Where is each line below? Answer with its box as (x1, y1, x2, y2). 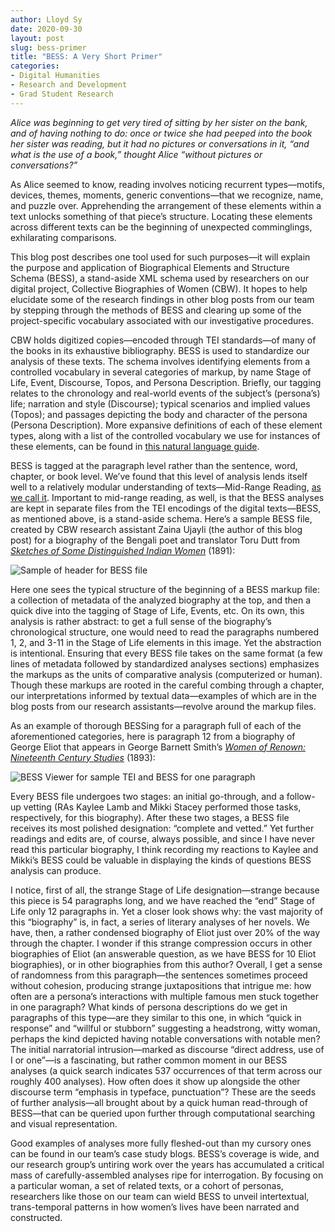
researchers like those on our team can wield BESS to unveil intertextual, (10, 1190, 310, 1202)
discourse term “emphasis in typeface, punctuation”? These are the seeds (10, 1086, 317, 1098)
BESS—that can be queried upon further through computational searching (10, 1107, 316, 1119)
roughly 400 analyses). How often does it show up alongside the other (10, 1075, 301, 1087)
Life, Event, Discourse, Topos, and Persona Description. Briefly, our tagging (10, 376, 322, 388)
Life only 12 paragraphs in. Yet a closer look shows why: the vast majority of (10, 905, 324, 917)
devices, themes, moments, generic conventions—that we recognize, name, (10, 189, 324, 201)
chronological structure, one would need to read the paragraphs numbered (10, 626, 320, 638)
